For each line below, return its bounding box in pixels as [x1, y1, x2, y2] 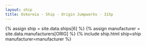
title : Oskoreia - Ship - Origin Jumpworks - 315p [5, 12, 113, 17]
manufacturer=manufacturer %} [5, 36, 72, 42]
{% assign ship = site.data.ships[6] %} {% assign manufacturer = [5, 25, 140, 31]
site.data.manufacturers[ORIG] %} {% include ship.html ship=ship [5, 31, 141, 37]
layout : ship [5, 7, 33, 12]
